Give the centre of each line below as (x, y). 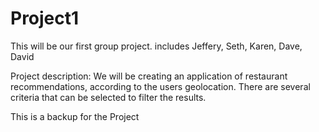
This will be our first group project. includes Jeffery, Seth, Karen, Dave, (156, 46)
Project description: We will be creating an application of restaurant (149, 76)
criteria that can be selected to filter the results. (108, 97)
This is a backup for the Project (75, 116)
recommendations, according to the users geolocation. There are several (160, 86)
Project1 (45, 18)
